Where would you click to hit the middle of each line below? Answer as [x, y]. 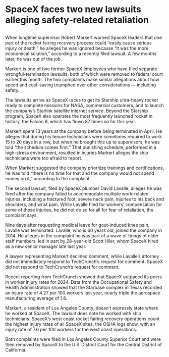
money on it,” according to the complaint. [48, 178]
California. [16, 350]
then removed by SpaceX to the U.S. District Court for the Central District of [84, 344]
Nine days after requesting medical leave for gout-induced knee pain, [77, 225]
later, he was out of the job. [34, 59]
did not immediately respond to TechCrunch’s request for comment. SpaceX [84, 262]
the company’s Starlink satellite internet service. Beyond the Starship [77, 111]
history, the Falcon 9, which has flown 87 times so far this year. [71, 121]
